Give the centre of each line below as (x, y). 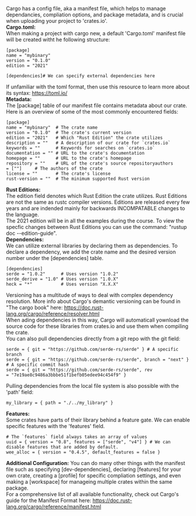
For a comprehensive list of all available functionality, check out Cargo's (92, 494)
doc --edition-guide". (32, 233)
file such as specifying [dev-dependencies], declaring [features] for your (94, 469)
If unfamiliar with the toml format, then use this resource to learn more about (98, 87)
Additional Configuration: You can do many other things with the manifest (96, 463)
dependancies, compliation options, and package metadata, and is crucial (95, 15)
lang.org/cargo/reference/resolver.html (53, 314)
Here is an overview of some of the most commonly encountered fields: (92, 112)
